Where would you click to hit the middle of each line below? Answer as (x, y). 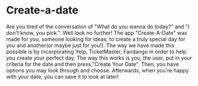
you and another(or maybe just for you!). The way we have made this (90, 45)
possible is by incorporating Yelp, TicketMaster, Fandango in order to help (96, 51)
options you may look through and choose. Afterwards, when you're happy (98, 70)
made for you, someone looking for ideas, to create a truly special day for (96, 39)
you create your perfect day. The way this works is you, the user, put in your (99, 58)
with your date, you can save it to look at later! (63, 77)
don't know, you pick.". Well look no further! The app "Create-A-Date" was (97, 32)
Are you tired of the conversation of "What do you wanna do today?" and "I (98, 27)
